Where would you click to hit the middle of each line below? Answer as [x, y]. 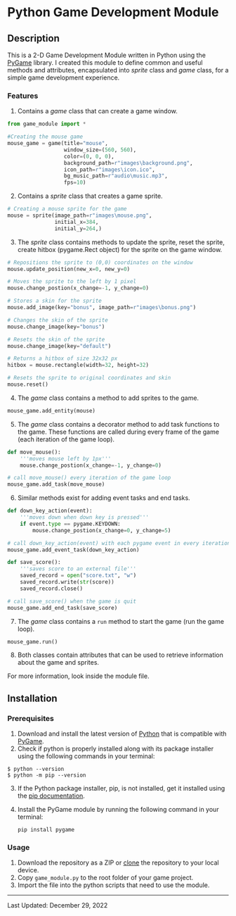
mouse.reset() [28, 384]
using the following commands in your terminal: [86, 756]
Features [23, 96]
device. [28, 870]
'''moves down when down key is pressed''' [85, 517]
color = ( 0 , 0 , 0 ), [89, 156]
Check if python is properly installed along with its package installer [116, 749]
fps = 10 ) [75, 183]
